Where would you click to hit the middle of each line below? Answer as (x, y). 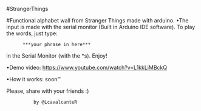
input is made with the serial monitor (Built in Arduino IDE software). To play (101, 27)
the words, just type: (32, 33)
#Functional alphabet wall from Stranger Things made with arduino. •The (98, 20)
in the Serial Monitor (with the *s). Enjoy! (57, 56)
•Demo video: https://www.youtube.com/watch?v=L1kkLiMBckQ (87, 67)
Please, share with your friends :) (48, 91)
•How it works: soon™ (33, 79)
